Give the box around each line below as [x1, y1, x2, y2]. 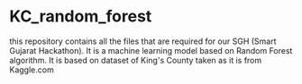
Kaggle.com [9, 64, 54, 75]
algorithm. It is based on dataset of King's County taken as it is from [9, 55, 262, 65]
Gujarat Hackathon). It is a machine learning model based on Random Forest [9, 45, 293, 55]
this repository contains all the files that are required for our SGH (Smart [9, 36, 277, 46]
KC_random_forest [9, 6, 152, 27]
